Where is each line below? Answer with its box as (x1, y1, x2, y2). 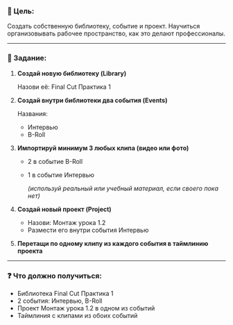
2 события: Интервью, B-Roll (17, 297, 103, 305)
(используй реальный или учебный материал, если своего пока (27, 184, 219, 192)
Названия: (17, 109, 49, 117)
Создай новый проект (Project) (17, 205, 112, 213)
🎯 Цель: (7, 6, 35, 16)
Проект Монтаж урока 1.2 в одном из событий (17, 303, 155, 312)
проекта (17, 247, 43, 255)
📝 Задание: (7, 53, 47, 63)
